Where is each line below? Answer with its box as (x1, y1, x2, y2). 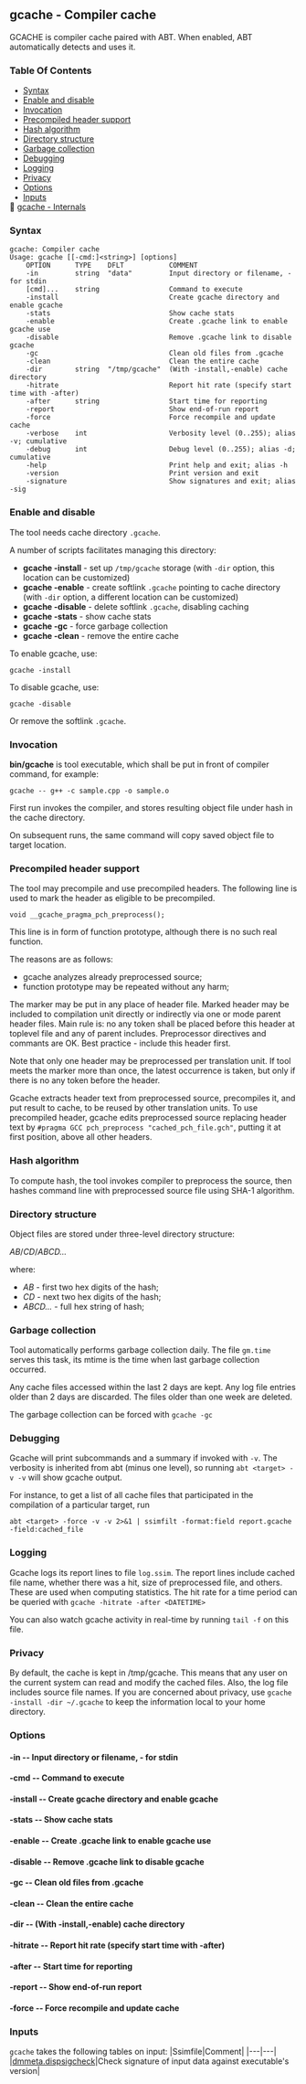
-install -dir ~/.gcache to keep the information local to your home (9, 1696, 267, 1707)
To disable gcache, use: (9, 681, 100, 693)
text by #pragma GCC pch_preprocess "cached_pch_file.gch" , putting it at (9, 1122, 281, 1132)
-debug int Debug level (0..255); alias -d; (26, 445, 297, 454)
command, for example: (9, 769, 99, 780)
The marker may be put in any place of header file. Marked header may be (9, 999, 290, 1010)
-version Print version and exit (26, 469, 259, 478)
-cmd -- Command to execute (9, 1772, 125, 1783)
